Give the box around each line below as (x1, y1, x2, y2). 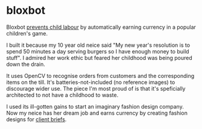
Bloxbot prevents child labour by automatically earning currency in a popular (6, 23, 196, 31)
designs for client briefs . (6, 115, 67, 123)
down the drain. (6, 61, 45, 68)
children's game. (6, 29, 48, 37)
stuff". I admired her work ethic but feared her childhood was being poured (6, 54, 193, 61)
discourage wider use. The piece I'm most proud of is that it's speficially (6, 85, 186, 92)
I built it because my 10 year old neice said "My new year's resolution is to (6, 41, 191, 49)
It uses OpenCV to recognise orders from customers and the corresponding (6, 72, 195, 79)
